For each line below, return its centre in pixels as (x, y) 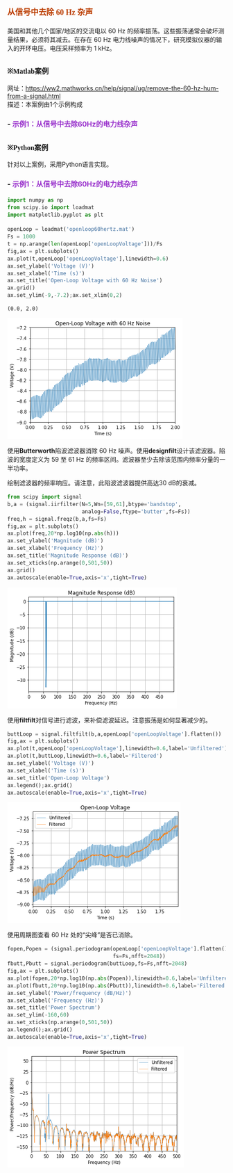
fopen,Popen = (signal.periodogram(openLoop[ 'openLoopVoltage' (101, 949)
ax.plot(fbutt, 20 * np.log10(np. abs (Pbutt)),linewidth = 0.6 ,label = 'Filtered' (118, 986)
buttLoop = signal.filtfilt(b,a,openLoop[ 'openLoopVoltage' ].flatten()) (114, 734)
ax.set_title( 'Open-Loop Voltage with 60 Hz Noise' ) (85, 281)
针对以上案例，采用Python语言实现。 (60, 164)
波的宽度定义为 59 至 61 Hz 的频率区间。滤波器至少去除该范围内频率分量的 (113, 460)
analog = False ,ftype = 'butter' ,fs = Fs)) (136, 511)
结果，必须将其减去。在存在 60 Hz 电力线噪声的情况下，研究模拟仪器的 (114, 39)
